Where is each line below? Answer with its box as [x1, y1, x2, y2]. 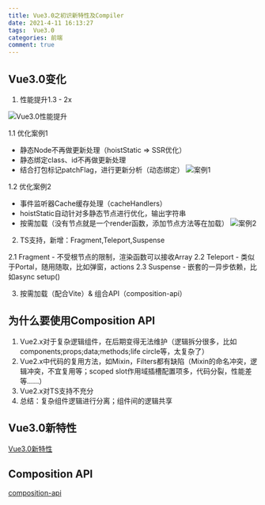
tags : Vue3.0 [8, 26, 55, 34]
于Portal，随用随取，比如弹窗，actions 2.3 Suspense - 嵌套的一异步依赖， [8, 262, 251, 271]
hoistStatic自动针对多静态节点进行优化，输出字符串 [19, 208, 187, 218]
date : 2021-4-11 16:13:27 [8, 19, 93, 27]
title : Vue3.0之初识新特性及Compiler [8, 11, 124, 20]
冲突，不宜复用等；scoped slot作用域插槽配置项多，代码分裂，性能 [26, 366, 245, 376]
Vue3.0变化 [8, 72, 66, 85]
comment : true [8, 41, 55, 49]
